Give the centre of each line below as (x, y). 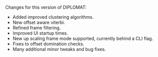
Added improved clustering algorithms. (53, 17)
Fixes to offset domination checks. (48, 44)
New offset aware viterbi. (39, 22)
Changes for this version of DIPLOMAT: (46, 7)
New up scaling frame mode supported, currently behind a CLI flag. (83, 38)
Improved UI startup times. (40, 33)
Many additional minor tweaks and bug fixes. (59, 49)
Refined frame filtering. (37, 28)
